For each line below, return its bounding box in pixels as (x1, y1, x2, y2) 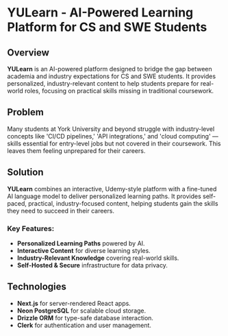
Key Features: (7, 224, 55, 233)
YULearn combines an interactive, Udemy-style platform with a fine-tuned (7, 184, 217, 193)
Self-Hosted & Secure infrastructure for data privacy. (16, 261, 168, 269)
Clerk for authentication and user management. (16, 321, 152, 329)
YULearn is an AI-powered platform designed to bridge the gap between (7, 65, 212, 73)
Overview (7, 47, 50, 58)
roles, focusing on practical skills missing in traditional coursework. (24, 87, 214, 95)
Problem (7, 106, 45, 118)
